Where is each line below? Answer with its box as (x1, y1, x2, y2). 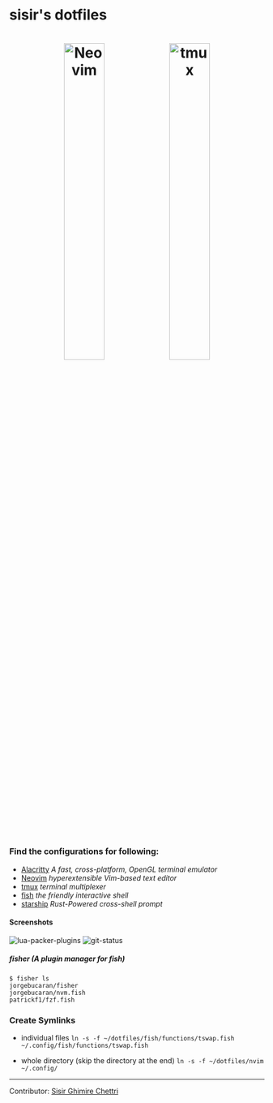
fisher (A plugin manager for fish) (9, 954, 126, 963)
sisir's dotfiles (9, 6, 108, 24)
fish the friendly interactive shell (20, 890, 129, 900)
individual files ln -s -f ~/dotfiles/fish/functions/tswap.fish (20, 1033, 235, 1043)
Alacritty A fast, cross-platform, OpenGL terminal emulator (20, 864, 218, 874)
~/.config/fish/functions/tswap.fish (20, 1041, 149, 1050)
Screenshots (9, 917, 53, 927)
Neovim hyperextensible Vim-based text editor (20, 872, 177, 882)
